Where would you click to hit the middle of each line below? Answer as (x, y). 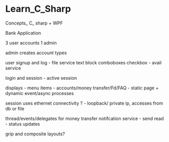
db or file (15, 108)
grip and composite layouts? (35, 134)
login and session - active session (41, 78)
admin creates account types (36, 53)
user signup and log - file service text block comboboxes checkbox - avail (83, 62)
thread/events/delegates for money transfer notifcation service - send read (84, 119)
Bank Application (23, 33)
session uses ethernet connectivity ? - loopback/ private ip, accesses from (84, 103)
